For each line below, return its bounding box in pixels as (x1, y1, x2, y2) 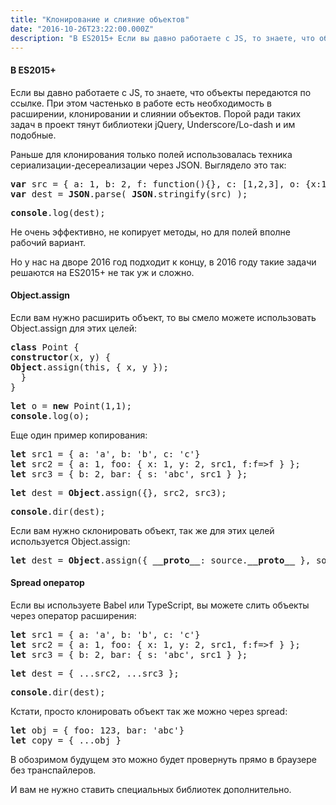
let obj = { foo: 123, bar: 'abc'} (10, 724, 185, 736)
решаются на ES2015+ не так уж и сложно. (10, 266, 195, 278)
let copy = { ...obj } (10, 734, 122, 746)
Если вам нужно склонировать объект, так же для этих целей (10, 524, 275, 536)
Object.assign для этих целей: (10, 322, 138, 334)
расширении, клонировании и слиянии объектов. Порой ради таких (10, 107, 302, 120)
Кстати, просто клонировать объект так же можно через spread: (10, 705, 288, 717)
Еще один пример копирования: (10, 429, 148, 441)
